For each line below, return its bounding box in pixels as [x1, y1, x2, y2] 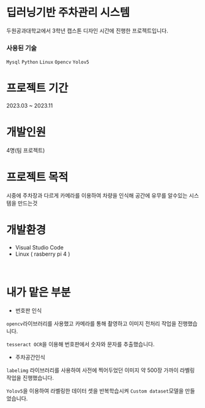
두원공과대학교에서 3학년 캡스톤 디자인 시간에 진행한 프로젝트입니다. [6, 27, 168, 34]
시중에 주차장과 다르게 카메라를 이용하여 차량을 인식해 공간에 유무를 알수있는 [6, 192, 188, 199]
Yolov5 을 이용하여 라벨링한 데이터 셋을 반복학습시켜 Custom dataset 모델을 [6, 387, 184, 395]
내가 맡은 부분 [6, 286, 71, 300]
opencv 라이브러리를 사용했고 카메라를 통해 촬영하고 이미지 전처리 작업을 [6, 319, 177, 327]
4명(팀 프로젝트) [6, 147, 45, 154]
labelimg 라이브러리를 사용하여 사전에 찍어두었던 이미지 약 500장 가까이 [6, 366, 179, 374]
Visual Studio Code [15, 243, 64, 251]
